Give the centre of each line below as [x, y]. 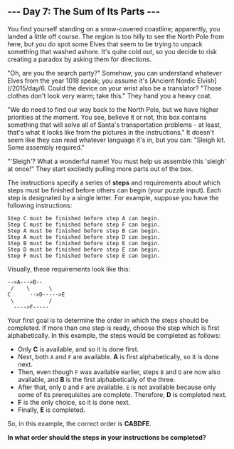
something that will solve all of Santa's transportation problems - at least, [115, 125]
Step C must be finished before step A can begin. [84, 218]
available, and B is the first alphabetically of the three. [96, 379]
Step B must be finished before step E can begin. [84, 243]
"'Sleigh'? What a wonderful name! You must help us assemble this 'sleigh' [117, 161]
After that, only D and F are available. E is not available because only [117, 387]
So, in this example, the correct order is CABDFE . [79, 423]
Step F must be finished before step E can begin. [84, 256]
